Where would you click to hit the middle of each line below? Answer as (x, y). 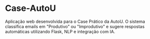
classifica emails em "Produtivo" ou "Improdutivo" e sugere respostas (75, 26)
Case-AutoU (31, 8)
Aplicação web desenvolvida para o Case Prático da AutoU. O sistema (75, 21)
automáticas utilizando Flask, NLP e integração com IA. (60, 31)
